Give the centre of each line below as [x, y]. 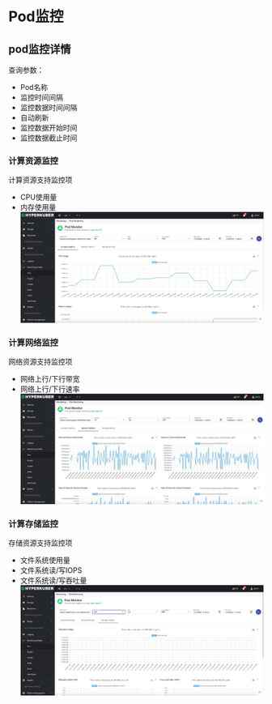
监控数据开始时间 [49, 128]
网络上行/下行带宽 [50, 379]
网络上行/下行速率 [50, 389]
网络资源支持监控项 [40, 362]
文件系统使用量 [45, 561]
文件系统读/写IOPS [51, 570]
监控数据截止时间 [49, 138]
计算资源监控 [34, 160]
